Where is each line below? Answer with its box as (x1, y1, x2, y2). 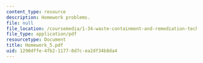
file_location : (6, 25, 45, 32)
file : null (6, 20, 34, 26)
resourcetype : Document (6, 37, 66, 43)
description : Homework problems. (6, 14, 91, 20)
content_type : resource (6, 8, 66, 15)
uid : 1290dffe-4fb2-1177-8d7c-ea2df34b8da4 (6, 48, 118, 54)
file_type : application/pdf (6, 31, 77, 37)
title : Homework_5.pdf (6, 43, 63, 49)
